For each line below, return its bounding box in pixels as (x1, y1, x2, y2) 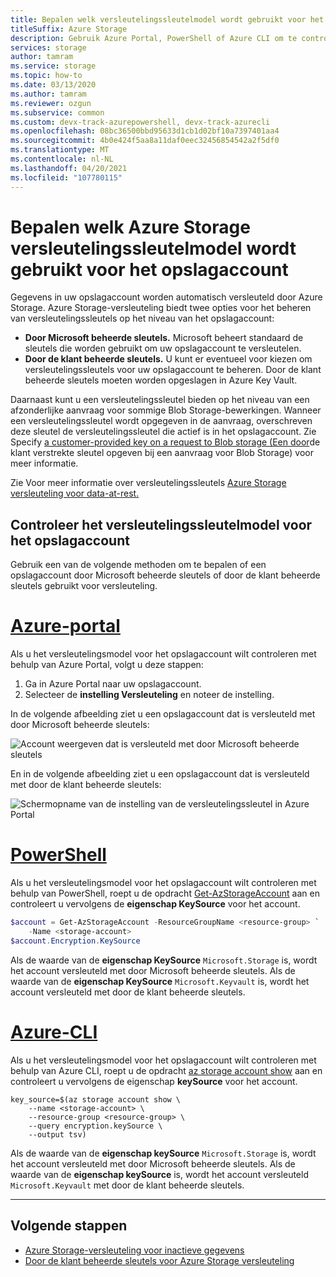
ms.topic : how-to (10, 71, 83, 81)
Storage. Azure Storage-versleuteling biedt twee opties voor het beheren (10, 302, 312, 314)
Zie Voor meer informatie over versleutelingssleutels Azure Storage (10, 477, 287, 489)
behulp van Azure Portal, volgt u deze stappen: (10, 659, 204, 671)
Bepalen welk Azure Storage (10, 216, 251, 238)
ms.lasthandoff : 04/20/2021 (10, 163, 128, 173)
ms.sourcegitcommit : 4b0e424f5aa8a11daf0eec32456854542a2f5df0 (10, 136, 280, 146)
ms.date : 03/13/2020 (10, 80, 97, 90)
